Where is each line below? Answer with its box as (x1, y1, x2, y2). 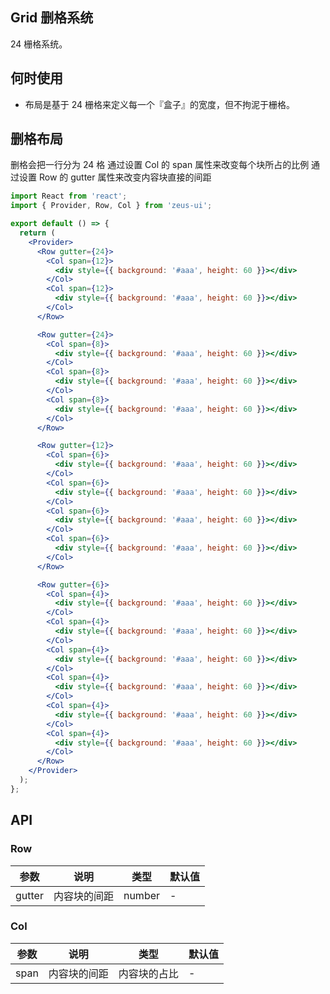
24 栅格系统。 (10, 38, 68, 50)
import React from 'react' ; (10, 191, 128, 202)
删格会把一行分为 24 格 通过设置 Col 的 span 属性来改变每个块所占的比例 (10, 159, 310, 171)
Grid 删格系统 (10, 9, 94, 27)
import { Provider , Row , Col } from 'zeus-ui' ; (10, 201, 213, 211)
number (123, 888, 161, 902)
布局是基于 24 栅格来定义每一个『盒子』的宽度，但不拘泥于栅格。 (24, 98, 296, 110)
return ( (19, 228, 56, 238)
